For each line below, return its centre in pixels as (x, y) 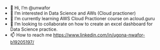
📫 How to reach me (31, 35)
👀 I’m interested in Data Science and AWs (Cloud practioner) (73, 13)
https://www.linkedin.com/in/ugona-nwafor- (99, 35)
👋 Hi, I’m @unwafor (30, 8)
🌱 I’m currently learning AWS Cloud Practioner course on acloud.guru (83, 18)
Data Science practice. (34, 29)
